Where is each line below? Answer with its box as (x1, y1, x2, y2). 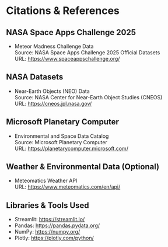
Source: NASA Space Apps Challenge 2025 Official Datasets (14, 49, 160, 56)
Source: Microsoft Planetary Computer (14, 138, 108, 145)
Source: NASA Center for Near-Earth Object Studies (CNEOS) (14, 93, 163, 100)
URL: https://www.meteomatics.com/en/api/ (14, 183, 121, 190)
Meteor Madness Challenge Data (14, 43, 94, 50)
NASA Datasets (6, 72, 64, 82)
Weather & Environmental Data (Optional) (6, 162, 159, 172)
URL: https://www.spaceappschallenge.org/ (14, 55, 120, 62)
